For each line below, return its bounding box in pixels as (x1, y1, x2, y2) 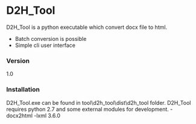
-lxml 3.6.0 (34, 112, 61, 119)
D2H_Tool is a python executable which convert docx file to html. (6, 23, 168, 31)
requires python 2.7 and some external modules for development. (6, 105, 169, 113)
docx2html (6, 112, 33, 119)
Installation (6, 85, 40, 94)
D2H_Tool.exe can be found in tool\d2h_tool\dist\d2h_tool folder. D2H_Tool (6, 99, 191, 106)
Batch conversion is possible (14, 35, 87, 42)
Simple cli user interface (14, 42, 75, 49)
